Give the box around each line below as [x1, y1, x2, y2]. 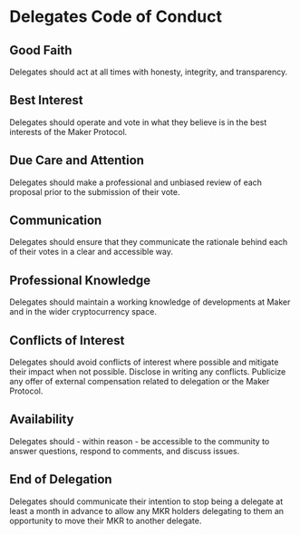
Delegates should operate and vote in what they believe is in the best [9, 116, 267, 128]
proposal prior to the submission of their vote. [9, 186, 180, 197]
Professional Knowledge [9, 272, 151, 287]
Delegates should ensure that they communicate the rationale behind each [9, 237, 288, 248]
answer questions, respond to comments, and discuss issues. [9, 445, 240, 456]
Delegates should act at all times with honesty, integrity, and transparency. [9, 66, 288, 77]
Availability [9, 412, 74, 427]
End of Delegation [9, 472, 112, 487]
